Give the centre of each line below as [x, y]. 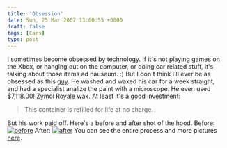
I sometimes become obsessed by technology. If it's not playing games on [114, 59]
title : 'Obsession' [36, 14]
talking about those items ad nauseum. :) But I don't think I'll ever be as [109, 74]
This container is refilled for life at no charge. [88, 110]
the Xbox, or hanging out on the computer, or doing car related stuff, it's [110, 67]
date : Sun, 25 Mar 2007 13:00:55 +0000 [65, 20]
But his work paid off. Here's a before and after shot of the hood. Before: [111, 123]
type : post [23, 40]
